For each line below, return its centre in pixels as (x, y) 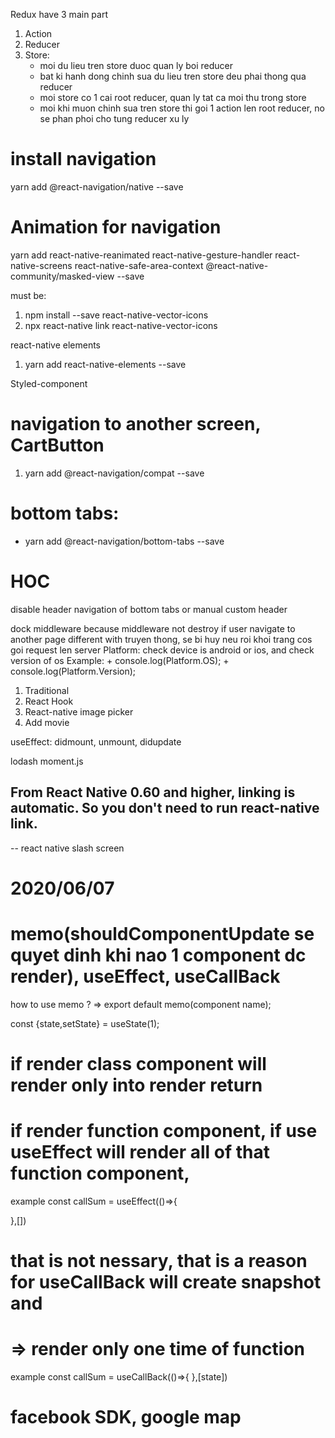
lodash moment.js (47, 761)
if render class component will (138, 1063)
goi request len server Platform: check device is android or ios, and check (162, 650)
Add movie (47, 722)
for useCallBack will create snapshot (166, 1281)
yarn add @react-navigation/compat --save (114, 473)
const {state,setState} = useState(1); (85, 1023)
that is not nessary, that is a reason (159, 1260)
